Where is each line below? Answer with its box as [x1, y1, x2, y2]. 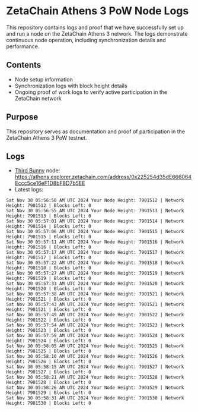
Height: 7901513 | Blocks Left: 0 [6, 213, 92, 219]
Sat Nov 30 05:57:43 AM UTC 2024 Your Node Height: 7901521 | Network [6, 301, 184, 307]
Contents [6, 60, 41, 70]
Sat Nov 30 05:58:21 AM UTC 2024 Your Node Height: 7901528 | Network [6, 375, 184, 380]
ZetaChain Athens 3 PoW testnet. [6, 134, 87, 141]
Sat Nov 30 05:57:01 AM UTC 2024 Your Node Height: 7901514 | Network [6, 218, 184, 224]
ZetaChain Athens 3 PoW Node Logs [6, 4, 189, 18]
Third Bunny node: [14, 167, 60, 174]
